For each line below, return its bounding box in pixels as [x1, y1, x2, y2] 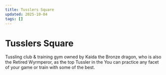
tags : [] [5, 16, 23, 21]
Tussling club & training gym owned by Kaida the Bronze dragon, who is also [5, 54, 162, 60]
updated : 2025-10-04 [5, 12, 48, 17]
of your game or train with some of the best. [5, 65, 95, 71]
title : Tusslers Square [5, 7, 55, 12]
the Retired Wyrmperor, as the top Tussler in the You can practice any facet [5, 59, 159, 65]
